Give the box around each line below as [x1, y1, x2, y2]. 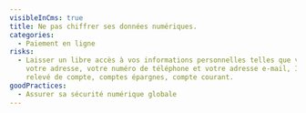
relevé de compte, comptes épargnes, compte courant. [25, 73, 234, 82]
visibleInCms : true [9, 13, 84, 23]
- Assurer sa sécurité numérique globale [17, 89, 178, 98]
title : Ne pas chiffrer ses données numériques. [9, 22, 198, 31]
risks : [9, 47, 35, 56]
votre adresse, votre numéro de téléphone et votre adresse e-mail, [25, 65, 291, 74]
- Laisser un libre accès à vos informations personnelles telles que [17, 56, 291, 65]
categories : [9, 30, 55, 39]
